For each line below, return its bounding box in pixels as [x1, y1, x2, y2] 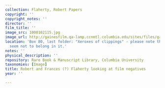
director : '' [5, 21, 32, 26]
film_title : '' [5, 26, 36, 30]
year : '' [5, 71, 23, 76]
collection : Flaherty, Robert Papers [5, 7, 82, 12]
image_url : [5, 35, 27, 40]
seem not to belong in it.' [9, 44, 67, 49]
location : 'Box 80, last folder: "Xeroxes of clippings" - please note [5, 39, 155, 44]
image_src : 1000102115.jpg [5, 30, 60, 35]
